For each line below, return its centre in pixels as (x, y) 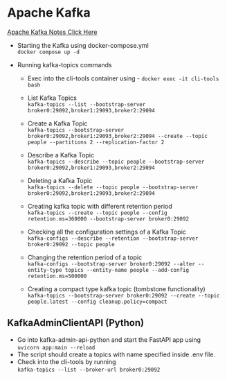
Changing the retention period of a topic (85, 257)
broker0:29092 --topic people (71, 244)
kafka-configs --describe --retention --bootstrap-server (113, 238)
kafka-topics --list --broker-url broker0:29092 (89, 370)
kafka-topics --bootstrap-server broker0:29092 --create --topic (124, 295)
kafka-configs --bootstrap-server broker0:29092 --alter (111, 264)
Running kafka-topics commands (64, 64)
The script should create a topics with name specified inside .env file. (116, 354)
